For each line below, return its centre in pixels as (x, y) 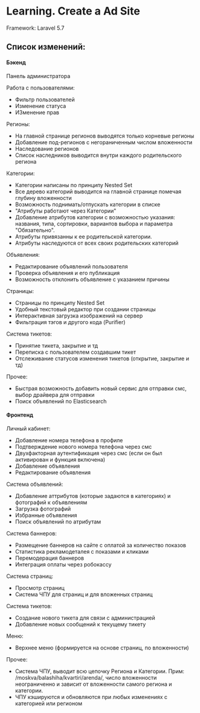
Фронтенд (20, 415)
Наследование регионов (47, 148)
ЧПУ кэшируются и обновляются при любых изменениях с (91, 697)
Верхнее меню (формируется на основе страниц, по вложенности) (102, 648)
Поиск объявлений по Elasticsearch (61, 401)
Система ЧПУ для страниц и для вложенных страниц (84, 594)
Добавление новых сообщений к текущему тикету (80, 624)
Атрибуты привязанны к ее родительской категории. (83, 236)
